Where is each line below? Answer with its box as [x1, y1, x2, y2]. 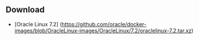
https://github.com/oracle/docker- [62, 20, 147, 27]
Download [5, 5, 45, 15]
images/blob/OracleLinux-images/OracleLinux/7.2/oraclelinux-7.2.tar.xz [14, 27, 192, 34]
